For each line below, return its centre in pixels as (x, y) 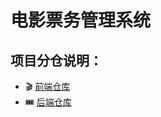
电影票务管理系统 (81, 20)
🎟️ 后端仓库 (48, 102)
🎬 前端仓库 (47, 86)
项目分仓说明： (56, 60)
